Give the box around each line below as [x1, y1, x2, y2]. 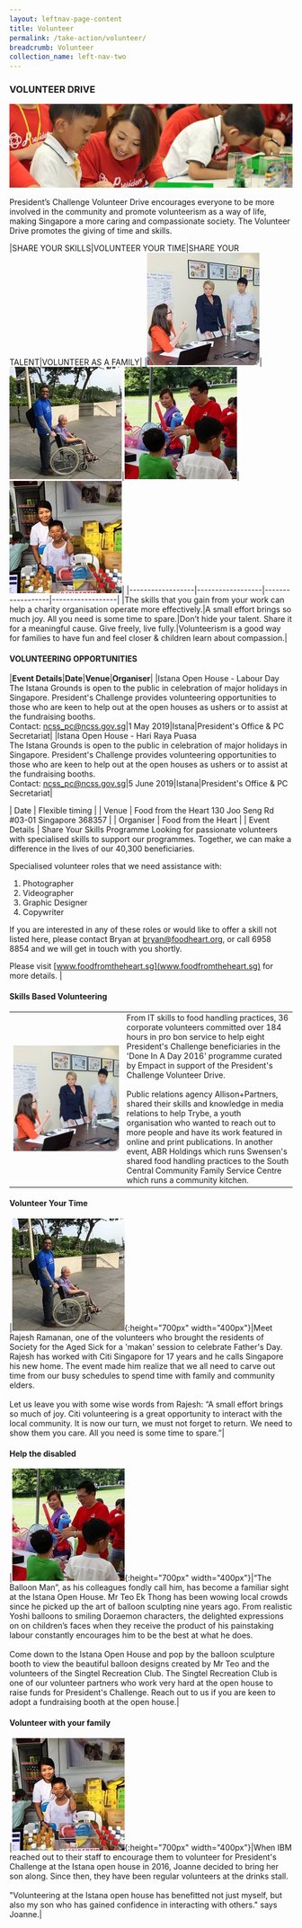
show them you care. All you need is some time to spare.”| [9, 1427, 225, 1438]
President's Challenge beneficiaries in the [126, 1041, 281, 1052]
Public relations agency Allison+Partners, [126, 1088, 279, 1100]
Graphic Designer [22, 897, 88, 908]
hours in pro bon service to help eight [126, 1032, 265, 1043]
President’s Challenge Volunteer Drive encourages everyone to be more [9, 197, 275, 208]
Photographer [22, 878, 75, 889]
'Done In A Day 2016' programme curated [126, 1051, 283, 1062]
